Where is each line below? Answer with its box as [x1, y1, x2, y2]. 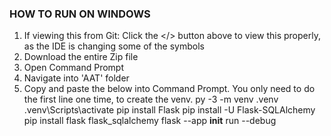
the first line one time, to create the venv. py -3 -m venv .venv [23, 93, 279, 106]
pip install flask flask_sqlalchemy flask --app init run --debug [23, 115, 277, 127]
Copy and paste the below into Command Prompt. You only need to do [23, 83, 316, 95]
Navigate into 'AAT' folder [23, 72, 130, 84]
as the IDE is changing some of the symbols [23, 40, 205, 52]
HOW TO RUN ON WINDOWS [9, 7, 151, 21]
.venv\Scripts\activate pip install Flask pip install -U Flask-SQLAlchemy [23, 104, 316, 116]
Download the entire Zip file [23, 51, 139, 63]
